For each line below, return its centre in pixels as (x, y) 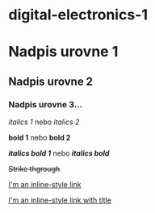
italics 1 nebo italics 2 (44, 122)
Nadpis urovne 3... (46, 104)
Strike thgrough (34, 169)
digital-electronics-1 (78, 15)
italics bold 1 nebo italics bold (59, 153)
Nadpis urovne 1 (63, 52)
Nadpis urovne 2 (51, 81)
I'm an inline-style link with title (60, 200)
